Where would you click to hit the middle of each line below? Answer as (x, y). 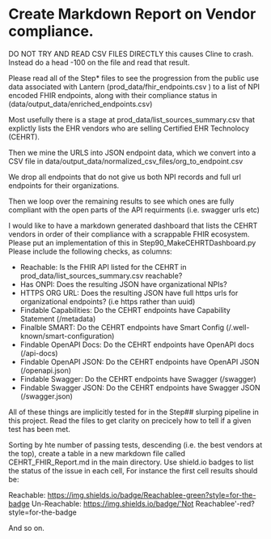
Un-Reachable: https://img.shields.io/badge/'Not (112, 503)
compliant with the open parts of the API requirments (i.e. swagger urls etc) (134, 210)
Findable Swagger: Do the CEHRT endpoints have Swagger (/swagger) (138, 379)
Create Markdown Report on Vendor (132, 14)
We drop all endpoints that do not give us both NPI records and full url (125, 177)
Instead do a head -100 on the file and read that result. (99, 62)
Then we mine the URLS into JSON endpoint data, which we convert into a (132, 152)
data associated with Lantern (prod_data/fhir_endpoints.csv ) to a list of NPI (134, 87)
